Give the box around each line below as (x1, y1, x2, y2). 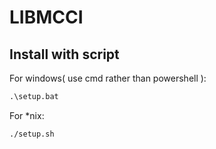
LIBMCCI (9, 6, 84, 29)
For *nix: (9, 109, 45, 121)
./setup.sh (9, 129, 55, 139)
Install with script (9, 46, 120, 63)
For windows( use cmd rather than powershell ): (9, 72, 207, 84)
